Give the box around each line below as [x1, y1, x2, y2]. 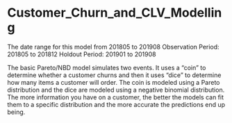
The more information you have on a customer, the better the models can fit [7, 92, 224, 101]
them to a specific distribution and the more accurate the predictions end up [7, 100, 226, 108]
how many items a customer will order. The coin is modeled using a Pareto [7, 78, 220, 86]
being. [7, 108, 26, 116]
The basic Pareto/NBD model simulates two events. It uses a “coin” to [7, 63, 206, 72]
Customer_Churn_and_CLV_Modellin [7, 5, 222, 21]
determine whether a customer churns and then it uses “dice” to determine [7, 71, 222, 79]
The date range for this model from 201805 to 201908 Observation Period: [7, 42, 220, 51]
